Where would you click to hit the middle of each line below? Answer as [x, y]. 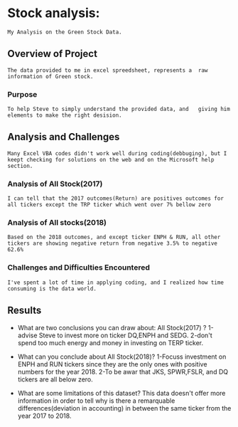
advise [27, 335]
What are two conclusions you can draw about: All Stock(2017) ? [112, 327]
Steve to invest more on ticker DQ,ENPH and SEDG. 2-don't [126, 335]
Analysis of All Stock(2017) [55, 184]
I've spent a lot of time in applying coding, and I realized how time [115, 283]
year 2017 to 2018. [44, 416]
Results [25, 311]
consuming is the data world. [52, 289]
